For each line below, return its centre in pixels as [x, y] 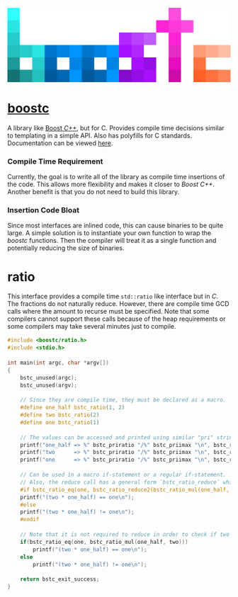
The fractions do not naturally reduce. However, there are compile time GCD [118, 304]
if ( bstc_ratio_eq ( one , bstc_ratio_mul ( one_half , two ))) [104, 542]
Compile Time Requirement [55, 161]
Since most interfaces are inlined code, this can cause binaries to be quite [115, 226]
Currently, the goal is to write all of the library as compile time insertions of [116, 177]
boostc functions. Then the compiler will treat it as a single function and [112, 241]
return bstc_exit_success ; [60, 579]
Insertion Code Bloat [44, 210]
